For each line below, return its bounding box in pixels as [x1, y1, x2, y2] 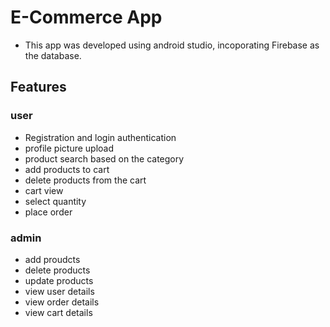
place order [24, 206, 73, 218]
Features [10, 79, 67, 96]
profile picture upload [24, 142, 115, 154]
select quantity [24, 195, 87, 207]
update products [24, 274, 94, 286]
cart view [24, 184, 64, 196]
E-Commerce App [10, 6, 163, 29]
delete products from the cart [24, 174, 147, 186]
